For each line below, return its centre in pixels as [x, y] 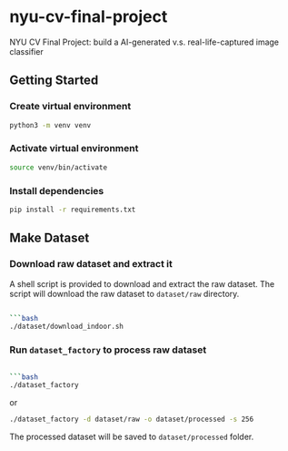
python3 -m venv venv [50, 125]
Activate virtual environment [74, 149]
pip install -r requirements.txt [73, 210]
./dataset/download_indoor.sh [67, 327]
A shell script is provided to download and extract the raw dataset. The [142, 283]
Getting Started [54, 81]
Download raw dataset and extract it [91, 264]
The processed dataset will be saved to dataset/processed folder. [132, 437]
